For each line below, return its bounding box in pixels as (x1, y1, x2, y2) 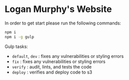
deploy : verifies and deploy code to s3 (12, 69, 92, 75)
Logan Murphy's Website (5, 3, 112, 15)
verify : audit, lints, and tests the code (12, 63, 92, 69)
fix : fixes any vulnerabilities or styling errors (12, 58, 106, 64)
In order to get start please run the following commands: (5, 20, 121, 26)
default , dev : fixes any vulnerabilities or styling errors (12, 53, 124, 59)
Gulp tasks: (5, 43, 28, 49)
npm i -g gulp (5, 34, 35, 39)
